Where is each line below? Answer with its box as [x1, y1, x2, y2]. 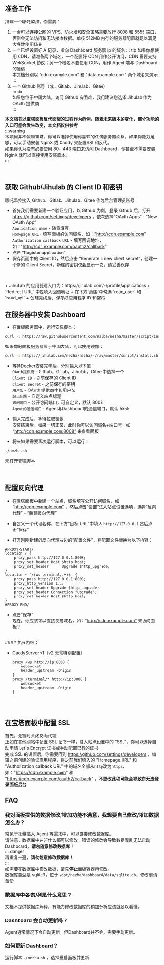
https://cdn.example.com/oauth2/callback [7, 775, 92, 781]
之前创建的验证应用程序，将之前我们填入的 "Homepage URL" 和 [9, 757, 137, 763]
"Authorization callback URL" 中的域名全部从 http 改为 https [5, 763, 123, 769]
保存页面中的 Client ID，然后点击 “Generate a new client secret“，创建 [12, 255, 153, 261]
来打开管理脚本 [5, 458, 35, 464]
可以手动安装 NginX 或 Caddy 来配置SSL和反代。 [13, 139, 112, 145]
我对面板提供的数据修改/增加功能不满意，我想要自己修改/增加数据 [5, 812, 159, 818]
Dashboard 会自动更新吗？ [5, 917, 68, 924]
